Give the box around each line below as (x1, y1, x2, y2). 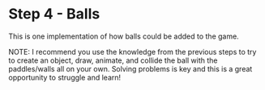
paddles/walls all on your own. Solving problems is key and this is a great (8, 63, 253, 73)
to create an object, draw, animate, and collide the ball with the (8, 55, 218, 65)
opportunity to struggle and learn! (8, 72, 122, 82)
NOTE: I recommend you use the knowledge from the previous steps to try (8, 47, 257, 56)
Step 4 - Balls (8, 5, 100, 23)
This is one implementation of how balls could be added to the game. (8, 31, 239, 41)
